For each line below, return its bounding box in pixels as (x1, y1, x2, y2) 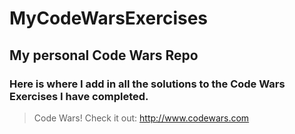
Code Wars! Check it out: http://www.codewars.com (33, 112, 250, 124)
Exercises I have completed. (9, 89, 149, 103)
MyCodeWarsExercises (9, 7, 209, 30)
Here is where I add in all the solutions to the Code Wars (9, 77, 286, 91)
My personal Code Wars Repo (9, 47, 199, 64)
